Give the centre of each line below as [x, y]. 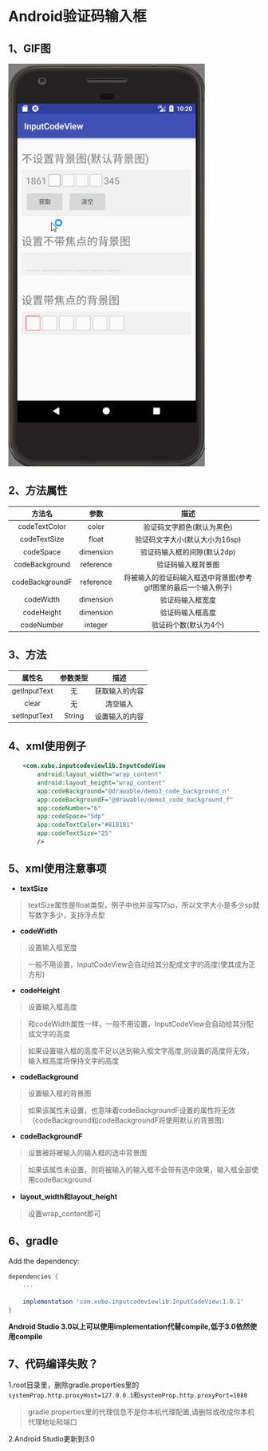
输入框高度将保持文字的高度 [73, 1060]
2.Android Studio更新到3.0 [52, 1438]
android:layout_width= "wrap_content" [99, 775]
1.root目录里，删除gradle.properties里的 [74, 1385]
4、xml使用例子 [47, 746]
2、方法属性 [38, 491]
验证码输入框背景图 [188, 565]
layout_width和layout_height [69, 1196]
